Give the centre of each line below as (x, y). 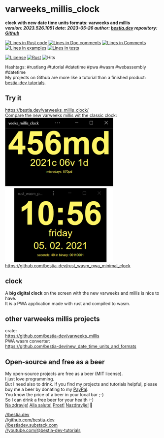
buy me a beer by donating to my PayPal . (47, 389)
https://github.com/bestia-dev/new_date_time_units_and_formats (71, 346)
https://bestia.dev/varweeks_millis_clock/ (47, 110)
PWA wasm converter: (28, 341)
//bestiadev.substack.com (32, 425)
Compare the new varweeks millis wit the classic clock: (61, 115)
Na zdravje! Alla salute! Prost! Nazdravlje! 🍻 (49, 405)
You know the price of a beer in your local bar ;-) (55, 395)
